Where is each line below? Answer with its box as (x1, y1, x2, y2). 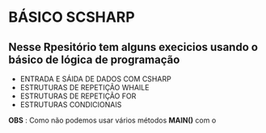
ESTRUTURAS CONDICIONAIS (19, 100, 122, 109)
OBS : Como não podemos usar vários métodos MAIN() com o (8, 115, 217, 125)
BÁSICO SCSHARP (8, 8, 135, 27)
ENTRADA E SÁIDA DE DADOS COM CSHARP (19, 74, 171, 84)
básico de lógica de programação (8, 52, 180, 66)
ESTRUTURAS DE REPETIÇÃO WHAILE (19, 83, 150, 92)
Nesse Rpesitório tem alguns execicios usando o (8, 40, 259, 54)
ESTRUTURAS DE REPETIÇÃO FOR (19, 91, 137, 101)
